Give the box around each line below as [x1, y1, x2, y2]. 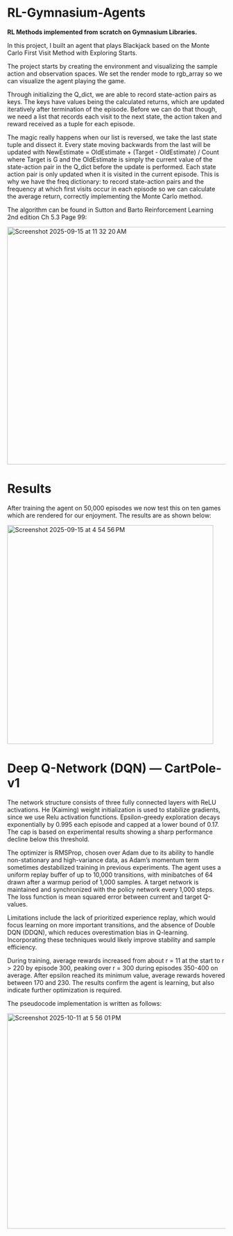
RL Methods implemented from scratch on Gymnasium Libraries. [7, 28, 198, 36]
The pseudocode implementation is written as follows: [7, 999, 162, 1007]
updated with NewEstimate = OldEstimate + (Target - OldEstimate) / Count [7, 148, 220, 156]
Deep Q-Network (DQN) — [7, 761, 162, 776]
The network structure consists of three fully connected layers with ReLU [7, 798, 216, 806]
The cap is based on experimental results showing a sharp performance [7, 827, 213, 836]
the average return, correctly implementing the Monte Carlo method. [7, 192, 203, 200]
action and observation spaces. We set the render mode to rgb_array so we [7, 69, 223, 78]
